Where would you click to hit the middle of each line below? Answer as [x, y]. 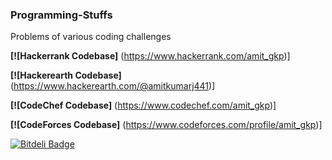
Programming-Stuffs [61, 15]
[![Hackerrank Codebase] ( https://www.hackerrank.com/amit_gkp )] [150, 56]
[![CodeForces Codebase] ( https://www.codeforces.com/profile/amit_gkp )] [166, 125]
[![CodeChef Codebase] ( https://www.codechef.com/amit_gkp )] [143, 105]
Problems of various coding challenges [91, 37]
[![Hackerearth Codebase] [66, 75]
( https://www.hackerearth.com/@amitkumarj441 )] [113, 86]
